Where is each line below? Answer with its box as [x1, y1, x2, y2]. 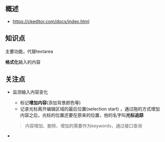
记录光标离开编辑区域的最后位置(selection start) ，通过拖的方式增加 [20, 106, 160, 112]
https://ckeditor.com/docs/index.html [12, 18, 90, 24]
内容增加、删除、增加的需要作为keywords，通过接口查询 [25, 123, 142, 129]
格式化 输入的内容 [5, 59, 41, 65]
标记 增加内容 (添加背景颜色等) [20, 99, 81, 106]
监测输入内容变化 [12, 89, 48, 95]
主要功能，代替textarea [5, 48, 53, 54]
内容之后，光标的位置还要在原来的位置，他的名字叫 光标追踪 [20, 112, 144, 118]
